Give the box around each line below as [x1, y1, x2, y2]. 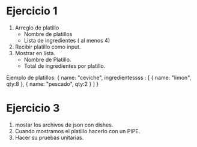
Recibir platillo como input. [14, 43, 81, 50]
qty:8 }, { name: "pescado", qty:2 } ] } [6, 80, 99, 88]
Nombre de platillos [23, 30, 73, 37]
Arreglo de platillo [14, 24, 59, 31]
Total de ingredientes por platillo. [23, 62, 106, 70]
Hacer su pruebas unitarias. [14, 134, 84, 141]
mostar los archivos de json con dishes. [14, 121, 114, 128]
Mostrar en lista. [14, 49, 56, 56]
